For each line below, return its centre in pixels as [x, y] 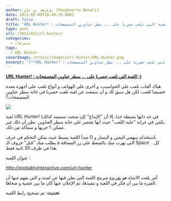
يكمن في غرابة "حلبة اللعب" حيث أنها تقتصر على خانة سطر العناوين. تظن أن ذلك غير [85, 122]
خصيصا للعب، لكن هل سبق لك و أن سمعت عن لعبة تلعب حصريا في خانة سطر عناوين [86, 92]
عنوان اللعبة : [18, 158]
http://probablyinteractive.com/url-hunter [49, 168]
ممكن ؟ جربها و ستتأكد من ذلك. [35, 127]
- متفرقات [21, 43]
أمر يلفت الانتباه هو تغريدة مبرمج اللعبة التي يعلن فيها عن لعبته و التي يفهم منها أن [82, 178]
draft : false [20, 19]
